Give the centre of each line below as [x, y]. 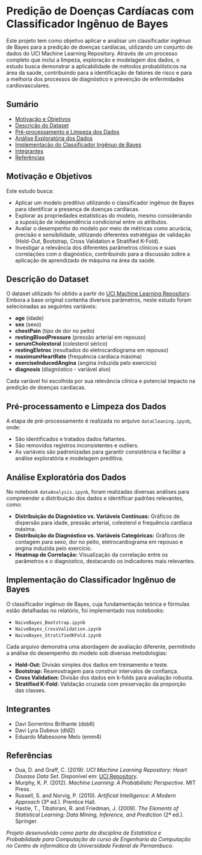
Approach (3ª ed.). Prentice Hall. [55, 802]
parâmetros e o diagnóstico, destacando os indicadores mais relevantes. [105, 561]
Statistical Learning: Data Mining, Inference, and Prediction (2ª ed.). [99, 815]
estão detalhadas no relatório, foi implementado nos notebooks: [85, 610]
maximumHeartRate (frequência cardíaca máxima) [78, 356]
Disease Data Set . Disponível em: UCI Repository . [76, 777]
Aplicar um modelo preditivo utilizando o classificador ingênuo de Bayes [104, 203]
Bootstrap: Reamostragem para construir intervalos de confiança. [97, 671]
